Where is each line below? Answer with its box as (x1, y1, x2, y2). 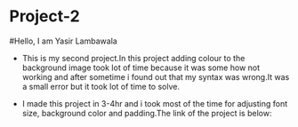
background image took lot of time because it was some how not (21, 62, 261, 73)
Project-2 (9, 6, 80, 27)
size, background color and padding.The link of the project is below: (21, 107, 272, 118)
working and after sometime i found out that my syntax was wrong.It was (21, 71, 290, 82)
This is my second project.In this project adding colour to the (21, 52, 246, 63)
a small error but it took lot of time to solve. (21, 81, 181, 91)
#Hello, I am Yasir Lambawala (9, 36, 117, 46)
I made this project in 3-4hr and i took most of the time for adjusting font (21, 98, 288, 108)
